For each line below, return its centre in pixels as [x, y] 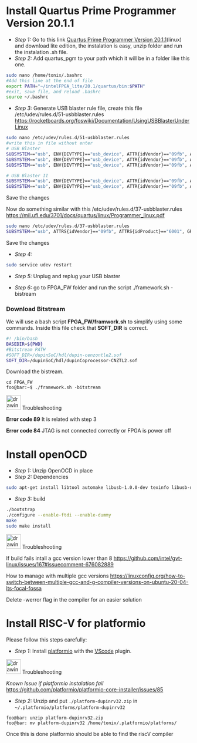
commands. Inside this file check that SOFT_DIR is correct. [77, 328]
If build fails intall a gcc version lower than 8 [59, 558]
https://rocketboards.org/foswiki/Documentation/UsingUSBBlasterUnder [102, 121]
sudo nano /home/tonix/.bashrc [44, 75]
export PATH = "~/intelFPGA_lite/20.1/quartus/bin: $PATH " [76, 86]
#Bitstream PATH [26, 349]
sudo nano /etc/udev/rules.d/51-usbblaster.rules [68, 138]
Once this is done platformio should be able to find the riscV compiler [90, 734]
